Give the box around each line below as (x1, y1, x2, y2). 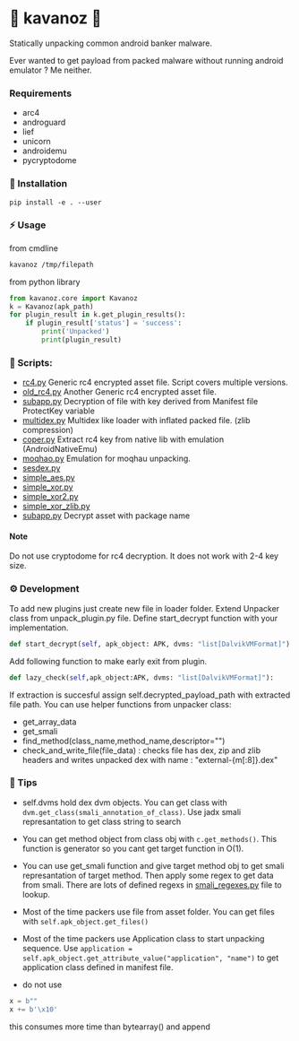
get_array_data (21, 716, 77, 727)
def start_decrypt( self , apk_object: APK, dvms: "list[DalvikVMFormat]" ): (9, 639, 295, 648)
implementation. (9, 622, 69, 633)
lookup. (21, 889, 51, 899)
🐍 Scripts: (9, 356, 53, 369)
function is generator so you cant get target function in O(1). (21, 843, 244, 854)
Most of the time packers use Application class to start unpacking (21, 933, 265, 944)
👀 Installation (9, 178, 68, 190)
